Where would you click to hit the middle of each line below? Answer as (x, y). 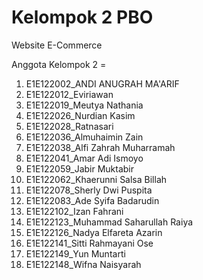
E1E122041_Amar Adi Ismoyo (84, 158)
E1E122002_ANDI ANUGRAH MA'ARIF (102, 83)
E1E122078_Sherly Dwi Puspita (89, 190)
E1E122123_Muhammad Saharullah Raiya (109, 222)
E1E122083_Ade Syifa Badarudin (92, 200)
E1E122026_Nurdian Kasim (80, 115)
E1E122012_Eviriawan (69, 94)
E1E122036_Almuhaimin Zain (84, 137)
